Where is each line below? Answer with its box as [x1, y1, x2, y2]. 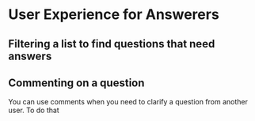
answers [8, 49, 52, 62]
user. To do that [8, 105, 59, 115]
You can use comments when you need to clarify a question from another [8, 97, 248, 107]
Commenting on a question [8, 76, 145, 89]
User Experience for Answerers [8, 6, 219, 24]
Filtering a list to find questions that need [8, 37, 215, 51]
